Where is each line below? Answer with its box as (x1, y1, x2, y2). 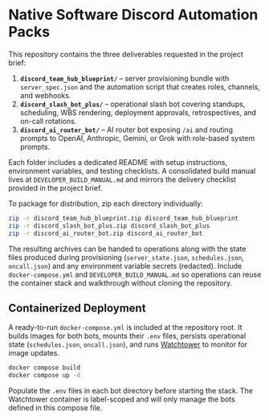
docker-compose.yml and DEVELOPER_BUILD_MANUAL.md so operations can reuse (8, 270, 262, 279)
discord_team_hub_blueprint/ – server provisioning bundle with (19, 73, 230, 83)
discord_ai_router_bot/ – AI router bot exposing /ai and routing (19, 125, 234, 134)
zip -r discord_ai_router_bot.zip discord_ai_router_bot (8, 229, 203, 237)
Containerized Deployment (8, 301, 146, 315)
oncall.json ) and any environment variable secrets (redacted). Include (8, 261, 243, 270)
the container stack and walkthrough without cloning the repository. (8, 278, 233, 287)
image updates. (8, 348, 60, 358)
